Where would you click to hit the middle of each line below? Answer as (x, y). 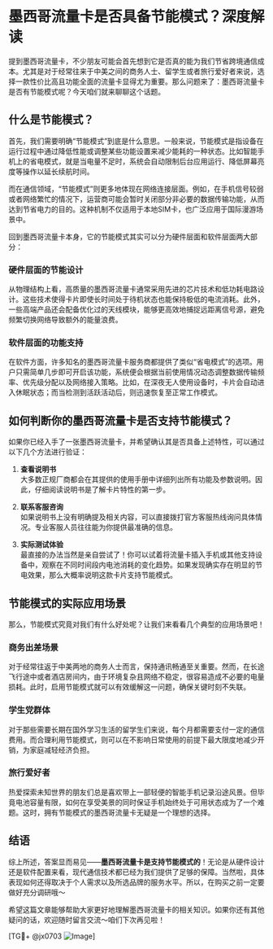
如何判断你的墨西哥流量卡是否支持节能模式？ (121, 420)
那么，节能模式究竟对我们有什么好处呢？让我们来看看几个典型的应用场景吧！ (136, 624)
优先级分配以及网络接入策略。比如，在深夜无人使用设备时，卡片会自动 (140, 383)
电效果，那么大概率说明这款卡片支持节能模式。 (98, 575)
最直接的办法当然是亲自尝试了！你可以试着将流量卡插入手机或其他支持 (138, 555)
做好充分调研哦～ (37, 892)
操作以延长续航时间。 (58, 171)
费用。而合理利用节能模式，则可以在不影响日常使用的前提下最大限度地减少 (133, 739)
